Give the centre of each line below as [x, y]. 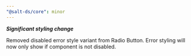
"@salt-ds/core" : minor [36, 12]
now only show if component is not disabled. [61, 46]
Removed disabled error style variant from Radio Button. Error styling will [96, 40]
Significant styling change [40, 29]
